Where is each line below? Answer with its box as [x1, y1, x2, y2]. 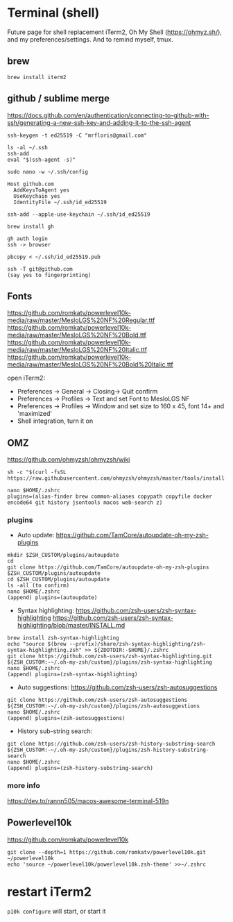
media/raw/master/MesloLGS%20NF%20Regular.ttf [7, 316, 155, 324]
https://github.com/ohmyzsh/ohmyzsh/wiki [7, 455, 130, 464]
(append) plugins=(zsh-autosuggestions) [7, 715, 126, 722]
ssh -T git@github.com [7, 265, 73, 272]
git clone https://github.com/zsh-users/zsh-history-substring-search [7, 741, 216, 748]
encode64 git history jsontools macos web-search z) [7, 499, 163, 506]
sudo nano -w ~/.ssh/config [7, 168, 89, 175]
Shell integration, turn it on [17, 417, 94, 425]
